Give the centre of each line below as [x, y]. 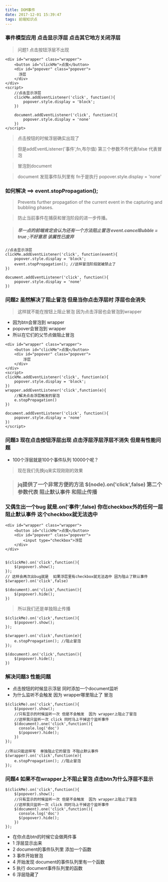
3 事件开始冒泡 [28, 856]
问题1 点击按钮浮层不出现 [43, 50]
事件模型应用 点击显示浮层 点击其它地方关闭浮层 [63, 38]
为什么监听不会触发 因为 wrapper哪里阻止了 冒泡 [62, 695]
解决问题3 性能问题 [28, 677]
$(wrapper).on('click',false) [37, 581]
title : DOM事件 [20, 10]
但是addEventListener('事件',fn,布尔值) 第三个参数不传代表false [82, 149]
